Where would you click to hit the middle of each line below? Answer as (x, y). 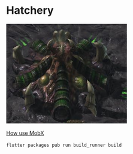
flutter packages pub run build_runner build (64, 145)
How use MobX (25, 133)
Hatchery (30, 10)
